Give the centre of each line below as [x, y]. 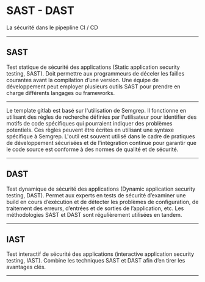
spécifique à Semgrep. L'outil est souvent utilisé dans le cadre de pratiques [101, 136]
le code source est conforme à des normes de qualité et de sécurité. [92, 149]
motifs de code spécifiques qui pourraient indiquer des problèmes [89, 123]
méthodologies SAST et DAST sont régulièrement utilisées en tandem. [94, 214]
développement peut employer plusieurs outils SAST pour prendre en [94, 86]
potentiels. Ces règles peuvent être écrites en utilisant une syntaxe [90, 130]
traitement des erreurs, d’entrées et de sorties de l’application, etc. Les [95, 208]
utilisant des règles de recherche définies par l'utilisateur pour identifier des [102, 117]
